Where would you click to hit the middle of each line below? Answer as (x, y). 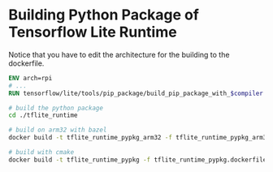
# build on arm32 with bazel (58, 130)
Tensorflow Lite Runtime (93, 32)
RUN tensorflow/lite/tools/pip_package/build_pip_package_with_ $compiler (136, 93)
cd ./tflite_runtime (43, 115)
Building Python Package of (104, 15)
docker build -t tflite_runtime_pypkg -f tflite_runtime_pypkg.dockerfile (138, 160)
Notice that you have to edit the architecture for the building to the (119, 54)
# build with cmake (41, 153)
